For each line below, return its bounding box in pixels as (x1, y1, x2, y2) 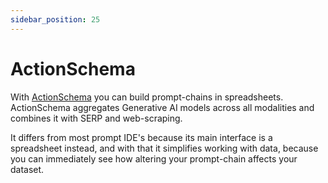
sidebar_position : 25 (10, 14, 101, 25)
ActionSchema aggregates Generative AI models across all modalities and (10, 101, 315, 113)
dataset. (10, 163, 45, 175)
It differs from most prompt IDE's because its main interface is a (10, 131, 273, 143)
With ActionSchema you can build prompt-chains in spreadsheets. (10, 91, 284, 103)
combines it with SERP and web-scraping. (10, 112, 183, 124)
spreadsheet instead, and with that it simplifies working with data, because (10, 142, 319, 154)
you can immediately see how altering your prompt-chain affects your (10, 152, 298, 165)
